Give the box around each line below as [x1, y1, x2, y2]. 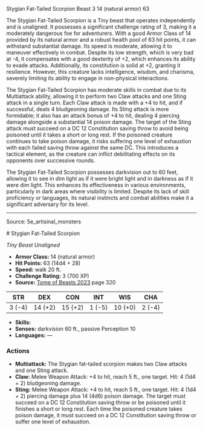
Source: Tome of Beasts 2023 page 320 [14, 279, 116, 286]
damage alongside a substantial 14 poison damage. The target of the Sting [6, 118, 192, 126]
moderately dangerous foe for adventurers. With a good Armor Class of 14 [6, 30, 192, 37]
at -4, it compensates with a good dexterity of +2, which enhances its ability [6, 56, 196, 62]
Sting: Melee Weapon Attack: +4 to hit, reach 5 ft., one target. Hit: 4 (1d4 [14, 386, 196, 393]
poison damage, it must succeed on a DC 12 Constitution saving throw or [14, 412, 197, 419]
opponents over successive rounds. [6, 157, 95, 164]
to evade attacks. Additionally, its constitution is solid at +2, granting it [6, 62, 181, 69]
